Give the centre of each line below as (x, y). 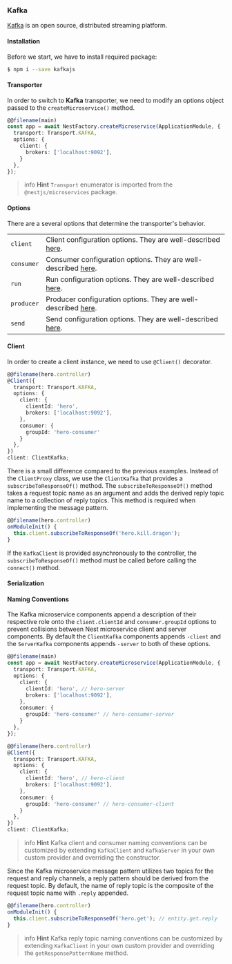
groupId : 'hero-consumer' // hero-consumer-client (100, 804)
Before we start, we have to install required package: (82, 57)
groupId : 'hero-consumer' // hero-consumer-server (100, 715)
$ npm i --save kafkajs (41, 69)
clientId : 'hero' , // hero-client (75, 778)
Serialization (26, 583)
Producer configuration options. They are (113, 299)
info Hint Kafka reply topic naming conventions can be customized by (123, 938)
